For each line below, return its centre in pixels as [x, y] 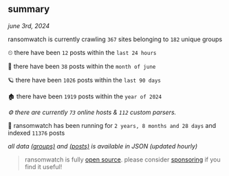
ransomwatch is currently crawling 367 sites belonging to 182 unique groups [115, 39]
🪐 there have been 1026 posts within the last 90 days [84, 80]
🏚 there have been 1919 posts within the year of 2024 [85, 96]
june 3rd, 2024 [29, 25]
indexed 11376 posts [36, 133]
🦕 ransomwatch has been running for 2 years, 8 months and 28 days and [112, 125]
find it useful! [43, 166]
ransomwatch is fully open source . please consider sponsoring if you [122, 159]
